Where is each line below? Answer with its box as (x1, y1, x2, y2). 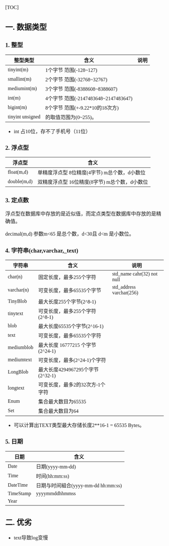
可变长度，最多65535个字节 (38, 288, 102, 294)
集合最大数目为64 (38, 408, 79, 414)
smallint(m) (8, 76, 32, 82)
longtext (8, 385, 25, 391)
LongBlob (8, 369, 29, 375)
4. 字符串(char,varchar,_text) (5, 247, 79, 254)
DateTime (8, 482, 28, 488)
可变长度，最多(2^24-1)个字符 (38, 357, 107, 363)
